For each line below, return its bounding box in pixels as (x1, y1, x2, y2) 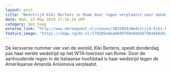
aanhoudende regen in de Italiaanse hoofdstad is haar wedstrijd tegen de (5, 56, 159, 61)
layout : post (5, 7, 33, 13)
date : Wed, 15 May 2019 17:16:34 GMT (5, 17, 85, 22)
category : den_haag (5, 21, 47, 27)
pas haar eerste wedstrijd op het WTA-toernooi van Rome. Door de (5, 50, 146, 56)
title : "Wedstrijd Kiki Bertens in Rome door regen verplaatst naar (5, 12, 154, 17)
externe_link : (5, 26, 36, 31)
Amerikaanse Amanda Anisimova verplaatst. (5, 61, 98, 67)
